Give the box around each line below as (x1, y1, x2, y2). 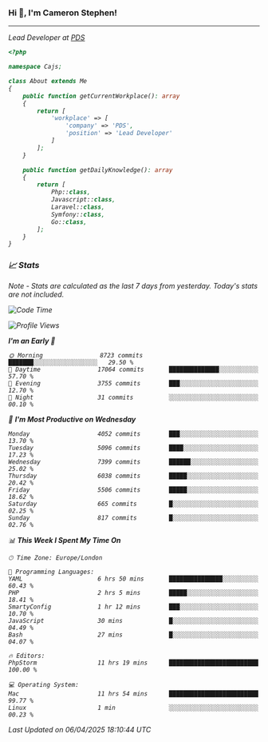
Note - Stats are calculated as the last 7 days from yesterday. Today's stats (8, 281, 258, 290)
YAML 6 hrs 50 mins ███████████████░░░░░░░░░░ (8, 575, 259, 583)
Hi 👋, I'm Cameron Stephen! (8, 7, 117, 18)
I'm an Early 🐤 (8, 336, 56, 345)
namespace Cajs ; (8, 63, 62, 71)
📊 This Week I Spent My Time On (8, 535, 121, 545)
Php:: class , (50, 188, 91, 197)
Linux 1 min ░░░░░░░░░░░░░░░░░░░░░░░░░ (8, 704, 259, 712)
